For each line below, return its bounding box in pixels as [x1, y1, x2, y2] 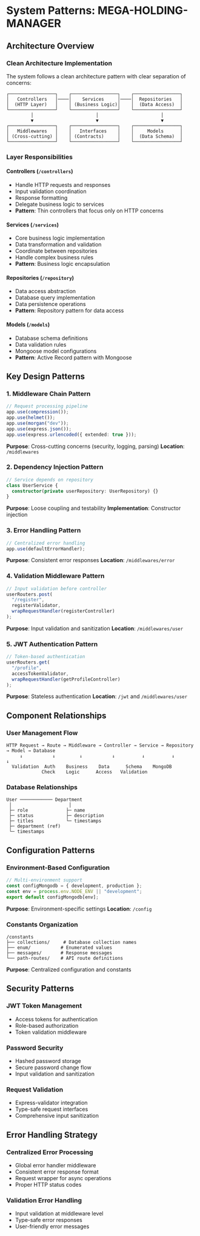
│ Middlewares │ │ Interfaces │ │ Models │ [6, 128, 183, 134]
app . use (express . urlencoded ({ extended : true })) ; [6, 432, 137, 438]
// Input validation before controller [6, 585, 107, 592]
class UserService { [6, 482, 59, 489]
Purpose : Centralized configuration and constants [6, 966, 132, 973]
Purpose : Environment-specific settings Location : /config [6, 905, 152, 912]
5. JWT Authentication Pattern [6, 640, 98, 648]
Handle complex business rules [15, 254, 94, 261]
